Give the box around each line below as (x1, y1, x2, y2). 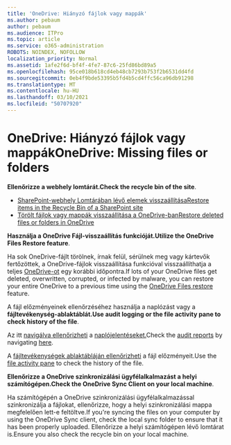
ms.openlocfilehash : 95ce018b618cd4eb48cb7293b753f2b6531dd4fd (7, 68, 194, 75)
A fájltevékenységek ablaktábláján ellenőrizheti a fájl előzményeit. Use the (7, 351, 217, 360)
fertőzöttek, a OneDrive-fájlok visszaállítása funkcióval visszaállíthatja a (7, 259, 212, 268)
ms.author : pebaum (7, 17, 60, 24)
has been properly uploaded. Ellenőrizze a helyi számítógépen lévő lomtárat (7, 422, 224, 430)
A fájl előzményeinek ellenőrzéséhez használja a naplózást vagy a (7, 302, 196, 311)
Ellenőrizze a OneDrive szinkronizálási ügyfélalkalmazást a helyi (7, 372, 197, 381)
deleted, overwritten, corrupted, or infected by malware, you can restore (7, 274, 214, 283)
